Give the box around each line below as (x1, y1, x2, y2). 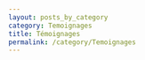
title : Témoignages (8, 29, 81, 38)
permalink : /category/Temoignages (8, 37, 137, 47)
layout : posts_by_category (8, 12, 109, 22)
